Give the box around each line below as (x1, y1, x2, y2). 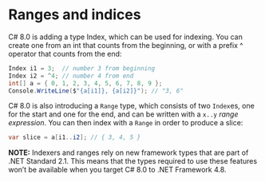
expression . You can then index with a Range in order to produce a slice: (8, 118, 243, 128)
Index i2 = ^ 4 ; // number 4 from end (8, 72, 134, 80)
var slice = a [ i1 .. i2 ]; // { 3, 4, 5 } (8, 133, 141, 141)
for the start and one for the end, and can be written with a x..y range (8, 109, 239, 119)
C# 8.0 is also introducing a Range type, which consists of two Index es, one (8, 101, 255, 111)
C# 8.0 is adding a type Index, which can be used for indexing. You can (8, 32, 243, 42)
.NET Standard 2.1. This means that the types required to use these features (8, 156, 258, 166)
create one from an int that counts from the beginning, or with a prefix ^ (8, 40, 243, 49)
